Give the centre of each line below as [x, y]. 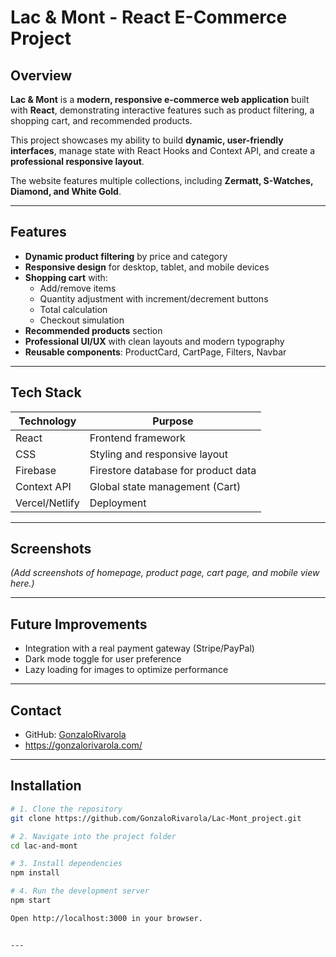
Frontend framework [137, 438]
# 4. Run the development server [80, 891]
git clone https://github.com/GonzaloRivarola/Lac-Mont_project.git [156, 818]
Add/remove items [78, 288]
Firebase [36, 470]
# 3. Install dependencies [66, 864]
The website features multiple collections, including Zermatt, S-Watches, [162, 180]
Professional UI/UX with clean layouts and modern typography [154, 341]
